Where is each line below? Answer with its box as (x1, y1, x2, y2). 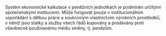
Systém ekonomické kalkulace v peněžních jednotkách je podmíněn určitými (5, 4, 161, 10)
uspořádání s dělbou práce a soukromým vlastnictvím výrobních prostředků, (5, 15, 161, 20)
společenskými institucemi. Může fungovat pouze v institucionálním (5, 9, 144, 15)
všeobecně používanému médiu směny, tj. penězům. (5, 25, 113, 31)
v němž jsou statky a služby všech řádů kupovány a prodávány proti (5, 20, 144, 26)
